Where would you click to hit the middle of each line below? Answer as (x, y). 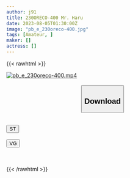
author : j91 (21, 12)
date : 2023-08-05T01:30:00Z (42, 23)
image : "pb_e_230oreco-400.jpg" (47, 29)
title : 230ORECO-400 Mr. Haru (45, 18)
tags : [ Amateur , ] (30, 35)
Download (103, 101)
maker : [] (19, 40)
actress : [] (21, 46)
